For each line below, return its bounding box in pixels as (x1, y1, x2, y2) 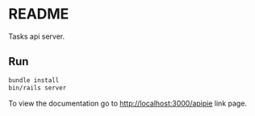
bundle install (8, 76, 60, 85)
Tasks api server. (8, 31, 65, 41)
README (8, 5, 69, 23)
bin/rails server (8, 84, 67, 92)
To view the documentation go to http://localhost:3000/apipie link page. (8, 98, 248, 108)
